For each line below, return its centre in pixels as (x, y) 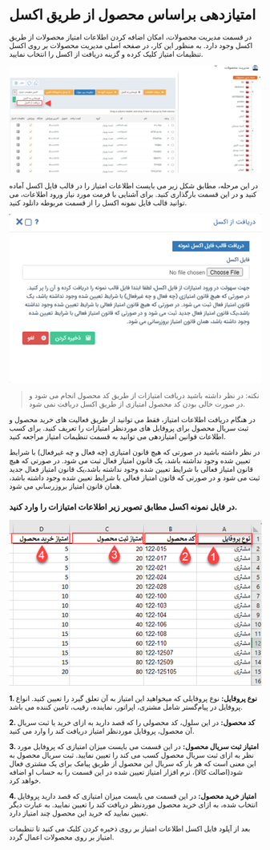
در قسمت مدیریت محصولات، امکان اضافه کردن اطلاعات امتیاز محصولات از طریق (131, 37)
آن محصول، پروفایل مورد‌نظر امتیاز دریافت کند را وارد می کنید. (102, 731)
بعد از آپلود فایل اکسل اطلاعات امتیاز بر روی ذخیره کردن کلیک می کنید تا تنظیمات (130, 829)
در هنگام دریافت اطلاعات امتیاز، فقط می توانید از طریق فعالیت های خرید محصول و (132, 419)
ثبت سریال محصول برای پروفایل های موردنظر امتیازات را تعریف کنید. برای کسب (129, 428)
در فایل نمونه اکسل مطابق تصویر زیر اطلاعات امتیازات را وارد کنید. (123, 506)
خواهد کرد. (25, 781)
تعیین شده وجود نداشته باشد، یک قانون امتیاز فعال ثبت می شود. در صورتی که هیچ (130, 460)
